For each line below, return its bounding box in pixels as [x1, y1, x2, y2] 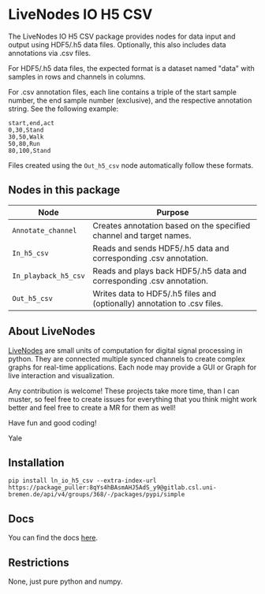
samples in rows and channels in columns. [8, 72, 146, 81]
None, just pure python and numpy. [8, 577, 123, 586]
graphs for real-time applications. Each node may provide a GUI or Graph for [8, 362, 257, 372]
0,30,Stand [8, 126, 44, 134]
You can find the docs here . [8, 533, 99, 543]
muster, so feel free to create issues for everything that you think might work [8, 394, 257, 403]
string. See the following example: [8, 104, 119, 113]
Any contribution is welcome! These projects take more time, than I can [8, 386, 240, 395]
